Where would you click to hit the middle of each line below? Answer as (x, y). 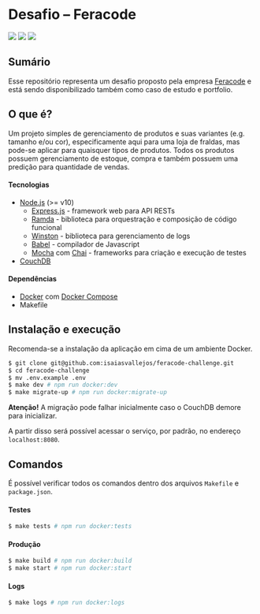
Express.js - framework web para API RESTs (103, 210)
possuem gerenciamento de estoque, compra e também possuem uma (123, 158)
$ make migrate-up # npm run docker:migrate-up (88, 393)
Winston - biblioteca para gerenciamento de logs (111, 236)
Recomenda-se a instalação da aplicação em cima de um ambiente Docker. (130, 348)
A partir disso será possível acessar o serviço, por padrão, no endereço (124, 431)
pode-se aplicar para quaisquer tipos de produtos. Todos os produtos (121, 150)
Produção (24, 544)
